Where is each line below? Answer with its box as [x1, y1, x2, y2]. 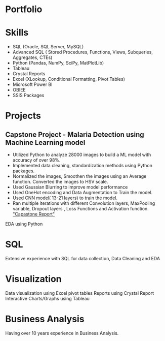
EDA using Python [5, 221, 43, 227]
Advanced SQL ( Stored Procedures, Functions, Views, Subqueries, [12, 49, 153, 55]
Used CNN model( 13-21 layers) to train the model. [12, 195, 118, 201]
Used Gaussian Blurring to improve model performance [12, 184, 128, 190]
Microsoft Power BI [12, 81, 53, 87]
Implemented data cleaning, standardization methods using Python [12, 163, 153, 169]
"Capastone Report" [12, 211, 55, 217]
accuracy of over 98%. [12, 157, 61, 163]
